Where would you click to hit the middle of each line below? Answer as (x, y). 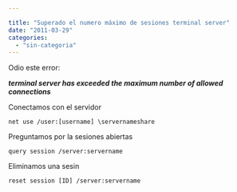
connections (30, 92)
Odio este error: (34, 68)
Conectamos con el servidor (55, 107)
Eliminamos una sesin (44, 166)
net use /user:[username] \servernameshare (82, 122)
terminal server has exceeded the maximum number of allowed (116, 83)
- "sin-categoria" (46, 45)
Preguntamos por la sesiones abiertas (71, 137)
